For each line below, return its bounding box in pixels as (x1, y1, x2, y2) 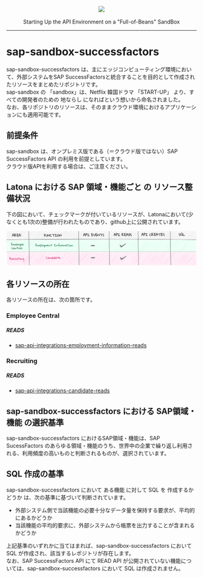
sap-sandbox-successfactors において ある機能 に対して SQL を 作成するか (6, 486, 195, 493)
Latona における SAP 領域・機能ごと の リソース (6, 182, 185, 193)
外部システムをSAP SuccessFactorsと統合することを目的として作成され (16, 73, 195, 80)
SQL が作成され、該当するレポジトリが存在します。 (6, 550, 135, 557)
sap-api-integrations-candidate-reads (14, 387, 110, 394)
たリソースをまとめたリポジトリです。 (6, 80, 101, 88)
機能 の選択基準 (6, 417, 64, 428)
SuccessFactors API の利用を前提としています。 (6, 155, 126, 162)
